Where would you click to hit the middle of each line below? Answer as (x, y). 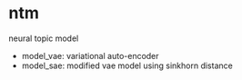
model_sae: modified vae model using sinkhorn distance (127, 65)
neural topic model (44, 38)
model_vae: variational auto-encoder (91, 55)
